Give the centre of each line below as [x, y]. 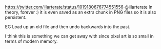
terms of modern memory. [31, 41]
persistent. [16, 17]
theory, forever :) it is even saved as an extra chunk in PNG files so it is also [81, 12]
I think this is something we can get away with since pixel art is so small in [79, 36]
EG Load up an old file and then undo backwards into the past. [68, 27]
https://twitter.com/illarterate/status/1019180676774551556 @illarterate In [79, 7]
